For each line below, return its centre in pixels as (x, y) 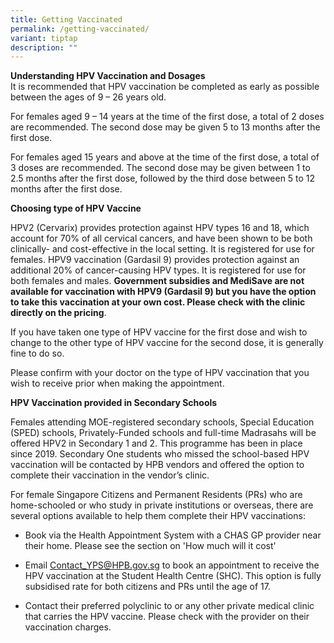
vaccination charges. (68, 627)
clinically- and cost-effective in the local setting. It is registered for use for (162, 249)
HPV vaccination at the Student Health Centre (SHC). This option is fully (173, 576)
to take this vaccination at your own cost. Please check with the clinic (158, 302)
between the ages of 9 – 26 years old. (88, 97)
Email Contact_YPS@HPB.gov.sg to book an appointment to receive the (172, 565)
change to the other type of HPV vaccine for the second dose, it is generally (167, 343)
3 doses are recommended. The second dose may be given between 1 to (160, 168)
